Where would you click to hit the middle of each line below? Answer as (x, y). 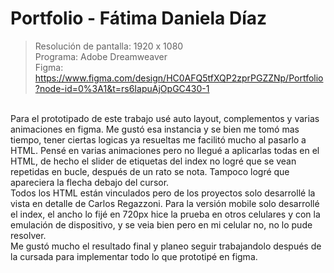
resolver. (28, 235)
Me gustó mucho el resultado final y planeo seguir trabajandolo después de (166, 246)
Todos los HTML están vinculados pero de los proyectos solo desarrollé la (163, 193)
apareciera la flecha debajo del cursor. (90, 182)
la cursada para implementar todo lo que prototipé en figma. (134, 256)
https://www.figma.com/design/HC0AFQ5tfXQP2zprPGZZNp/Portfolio (179, 78)
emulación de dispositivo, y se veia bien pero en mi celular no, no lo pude (161, 224)
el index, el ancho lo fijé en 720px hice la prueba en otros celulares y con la (165, 214)
